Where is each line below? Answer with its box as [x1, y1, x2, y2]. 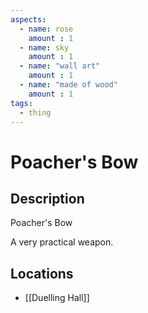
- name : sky [19, 42, 70, 53]
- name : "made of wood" [19, 80, 118, 90]
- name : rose [19, 24, 74, 34]
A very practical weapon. [10, 236, 114, 248]
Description [10, 190, 85, 207]
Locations [10, 265, 74, 282]
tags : [10, 98, 33, 108]
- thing [19, 107, 52, 118]
